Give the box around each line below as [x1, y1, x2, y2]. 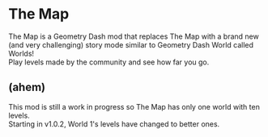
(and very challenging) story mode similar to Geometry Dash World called [8, 39, 253, 49]
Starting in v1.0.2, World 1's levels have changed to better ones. [8, 118, 220, 129]
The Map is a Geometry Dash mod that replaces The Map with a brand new [8, 31, 259, 41]
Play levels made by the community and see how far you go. [8, 57, 210, 67]
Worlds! [8, 48, 35, 58]
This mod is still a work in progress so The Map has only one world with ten [8, 102, 261, 111]
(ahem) [8, 81, 46, 94]
